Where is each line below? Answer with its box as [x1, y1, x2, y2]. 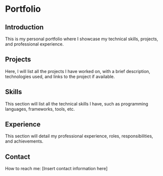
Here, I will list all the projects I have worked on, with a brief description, [5, 68, 150, 74]
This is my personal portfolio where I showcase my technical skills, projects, [5, 36, 158, 42]
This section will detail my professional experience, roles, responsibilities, [5, 133, 153, 139]
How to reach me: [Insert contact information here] [5, 166, 108, 172]
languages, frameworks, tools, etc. [5, 106, 75, 112]
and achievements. [5, 138, 44, 144]
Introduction [5, 23, 44, 31]
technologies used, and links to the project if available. [5, 74, 115, 79]
